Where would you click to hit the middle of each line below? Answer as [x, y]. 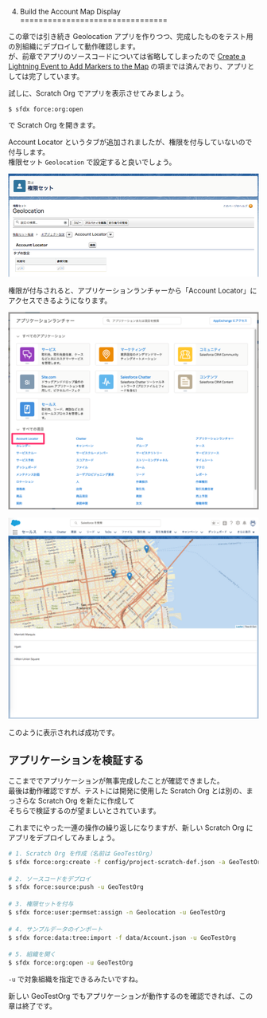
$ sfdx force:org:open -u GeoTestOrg [71, 963]
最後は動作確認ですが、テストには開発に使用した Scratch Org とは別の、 [127, 790]
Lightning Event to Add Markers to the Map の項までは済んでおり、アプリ [128, 66]
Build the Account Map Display [70, 12]
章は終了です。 [33, 1006]
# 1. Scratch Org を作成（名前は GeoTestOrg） [82, 853]
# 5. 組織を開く [32, 955]
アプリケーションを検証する [76, 760]
